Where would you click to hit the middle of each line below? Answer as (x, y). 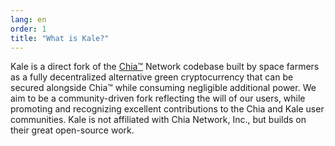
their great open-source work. (72, 130)
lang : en (28, 19)
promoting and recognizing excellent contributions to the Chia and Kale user (167, 109)
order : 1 (28, 29)
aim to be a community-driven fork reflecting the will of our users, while (158, 98)
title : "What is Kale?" (60, 38)
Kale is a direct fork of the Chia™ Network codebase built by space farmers (165, 67)
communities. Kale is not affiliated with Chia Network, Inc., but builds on (158, 120)
